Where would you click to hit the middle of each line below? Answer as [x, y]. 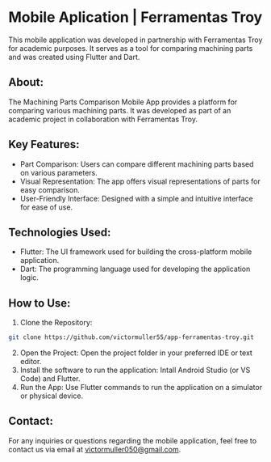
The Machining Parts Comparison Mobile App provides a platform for [123, 102]
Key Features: [44, 144]
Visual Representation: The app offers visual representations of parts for [140, 181]
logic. [29, 278]
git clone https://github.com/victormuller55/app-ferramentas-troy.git [131, 337]
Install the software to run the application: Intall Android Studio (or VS [135, 370]
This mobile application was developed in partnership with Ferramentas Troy [135, 40]
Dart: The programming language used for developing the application [135, 269]
